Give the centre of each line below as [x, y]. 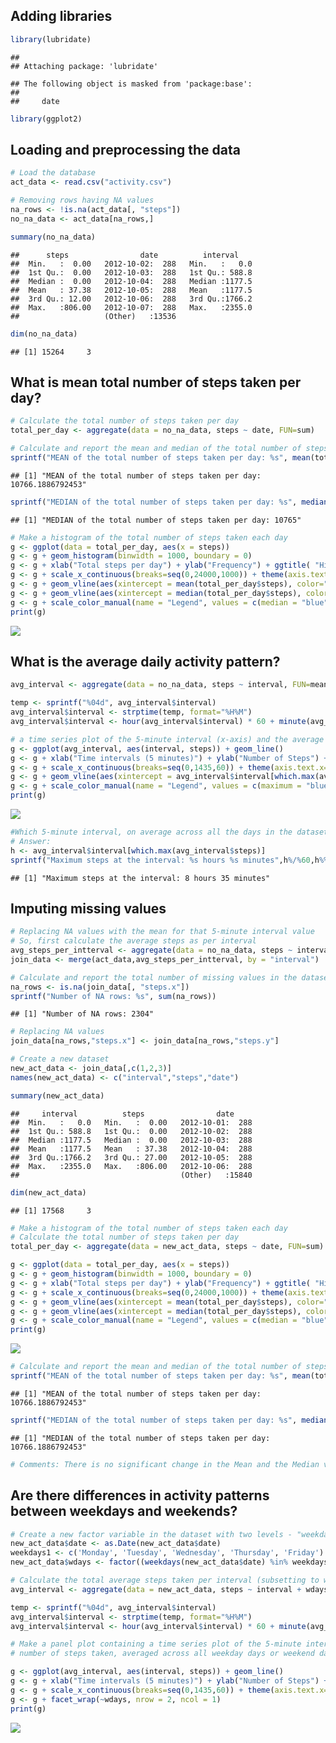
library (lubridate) [51, 39]
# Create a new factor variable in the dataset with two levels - [151, 1534]
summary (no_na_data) [53, 237]
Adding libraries [61, 16]
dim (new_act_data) [48, 1192]
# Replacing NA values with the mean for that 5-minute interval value [162, 932]
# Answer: [31, 841]
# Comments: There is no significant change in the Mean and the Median [165, 1464]
